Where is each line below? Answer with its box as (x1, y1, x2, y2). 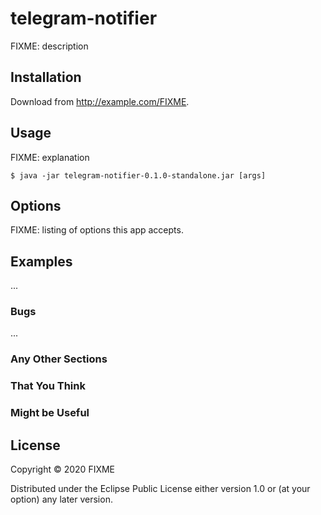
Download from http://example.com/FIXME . (10, 95, 190, 107)
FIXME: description (10, 40, 89, 52)
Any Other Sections (10, 352, 108, 366)
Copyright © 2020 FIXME (10, 463, 116, 476)
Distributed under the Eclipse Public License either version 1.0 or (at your (10, 483, 311, 495)
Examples (10, 253, 73, 270)
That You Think (10, 379, 86, 393)
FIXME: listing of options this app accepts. (10, 224, 184, 236)
